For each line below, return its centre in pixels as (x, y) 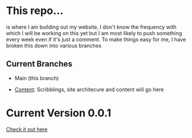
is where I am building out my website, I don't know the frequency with (91, 27)
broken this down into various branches (54, 46)
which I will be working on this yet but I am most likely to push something (94, 33)
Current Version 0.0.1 (59, 113)
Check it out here (27, 129)
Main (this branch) (37, 78)
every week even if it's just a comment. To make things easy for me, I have (96, 39)
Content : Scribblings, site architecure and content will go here (89, 89)
